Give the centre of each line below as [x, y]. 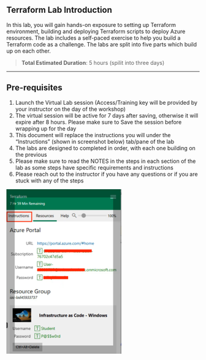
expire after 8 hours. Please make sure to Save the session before [98, 122]
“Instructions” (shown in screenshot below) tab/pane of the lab [95, 141]
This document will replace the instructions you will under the [93, 135]
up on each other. [29, 51]
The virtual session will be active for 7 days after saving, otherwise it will [106, 115]
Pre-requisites [34, 88]
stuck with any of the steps [49, 181]
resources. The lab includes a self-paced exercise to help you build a [93, 38]
